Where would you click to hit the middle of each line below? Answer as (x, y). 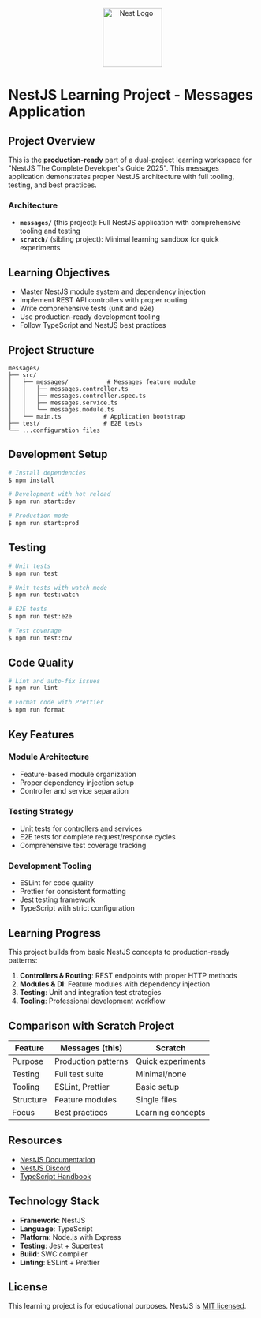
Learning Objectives (59, 272)
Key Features (41, 734)
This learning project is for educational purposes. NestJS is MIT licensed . (127, 1306)
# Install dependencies (47, 473)
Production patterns (91, 1061)
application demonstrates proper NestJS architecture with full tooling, (121, 176)
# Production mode (38, 516)
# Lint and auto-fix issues (54, 681)
